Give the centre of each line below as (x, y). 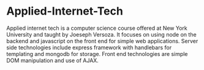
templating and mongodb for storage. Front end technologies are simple (97, 54)
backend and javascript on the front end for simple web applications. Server (102, 41)
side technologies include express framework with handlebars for (89, 47)
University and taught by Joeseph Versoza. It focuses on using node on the (102, 34)
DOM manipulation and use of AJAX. (53, 60)
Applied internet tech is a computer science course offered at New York (97, 28)
